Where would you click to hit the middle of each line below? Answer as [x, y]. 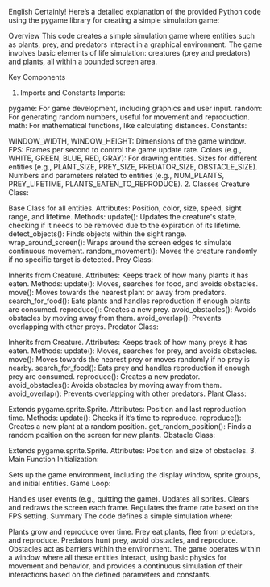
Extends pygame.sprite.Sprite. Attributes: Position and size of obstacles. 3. [132, 450]
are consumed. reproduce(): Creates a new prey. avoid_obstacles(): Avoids [133, 309]
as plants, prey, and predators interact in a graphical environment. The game [135, 44]
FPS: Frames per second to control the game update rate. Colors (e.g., [125, 150]
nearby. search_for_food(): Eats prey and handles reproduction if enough [129, 368]
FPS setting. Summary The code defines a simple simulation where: [120, 516]
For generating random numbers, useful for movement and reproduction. [129, 117]
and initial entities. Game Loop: [60, 483]
